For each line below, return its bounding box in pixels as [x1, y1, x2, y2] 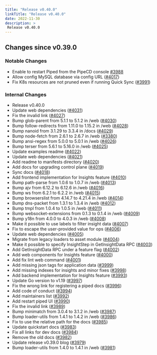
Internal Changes [5, 91, 47, 98]
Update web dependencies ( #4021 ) [12, 154, 83, 160]
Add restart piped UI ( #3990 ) [12, 298, 70, 304]
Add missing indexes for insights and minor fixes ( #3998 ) [12, 268, 127, 273]
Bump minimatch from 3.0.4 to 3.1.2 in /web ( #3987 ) [12, 309, 116, 315]
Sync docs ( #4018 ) [12, 169, 50, 175]
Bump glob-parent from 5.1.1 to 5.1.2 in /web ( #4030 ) [12, 118, 117, 124]
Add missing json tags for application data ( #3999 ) [12, 262, 114, 268]
